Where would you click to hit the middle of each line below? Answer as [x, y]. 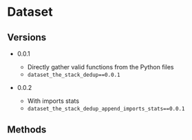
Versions [27, 37]
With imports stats [53, 101]
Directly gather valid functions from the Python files [100, 67]
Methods [27, 130]
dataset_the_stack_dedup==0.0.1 [74, 75]
